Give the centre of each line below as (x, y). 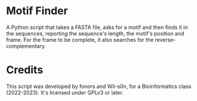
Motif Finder (37, 11)
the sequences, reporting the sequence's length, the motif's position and (95, 33)
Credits (25, 70)
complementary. (26, 46)
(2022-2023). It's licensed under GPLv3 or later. (65, 92)
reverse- (166, 40)
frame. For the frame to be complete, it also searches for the (80, 40)
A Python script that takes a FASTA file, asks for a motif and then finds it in (97, 27)
